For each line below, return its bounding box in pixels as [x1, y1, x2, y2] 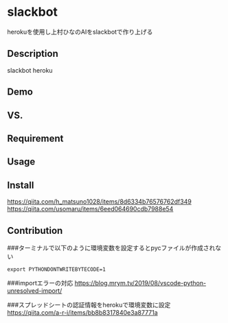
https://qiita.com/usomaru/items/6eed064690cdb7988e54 [7, 205, 174, 213]
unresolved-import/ [7, 286, 62, 295]
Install [7, 179, 34, 191]
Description [7, 48, 58, 60]
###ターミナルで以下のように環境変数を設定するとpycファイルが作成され [7, 243, 216, 252]
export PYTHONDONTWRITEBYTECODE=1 [7, 265, 106, 273]
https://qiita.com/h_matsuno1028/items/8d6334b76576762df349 [7, 198, 192, 206]
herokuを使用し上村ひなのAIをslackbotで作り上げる [7, 27, 153, 36]
